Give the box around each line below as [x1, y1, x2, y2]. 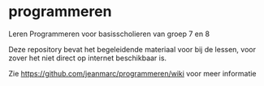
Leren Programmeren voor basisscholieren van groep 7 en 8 [8, 29, 210, 39]
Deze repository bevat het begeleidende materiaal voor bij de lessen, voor [8, 44, 256, 54]
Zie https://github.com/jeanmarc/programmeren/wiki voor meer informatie [8, 68, 258, 78]
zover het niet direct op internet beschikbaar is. [8, 53, 167, 63]
